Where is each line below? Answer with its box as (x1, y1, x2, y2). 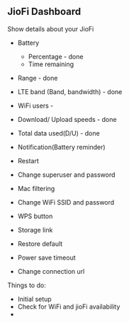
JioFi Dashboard (7, 6, 82, 18)
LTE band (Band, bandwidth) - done (17, 87, 123, 96)
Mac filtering (17, 184, 55, 193)
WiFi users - (17, 101, 54, 110)
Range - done (17, 73, 58, 82)
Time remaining (28, 60, 74, 68)
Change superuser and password (17, 170, 116, 179)
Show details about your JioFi (7, 24, 94, 33)
